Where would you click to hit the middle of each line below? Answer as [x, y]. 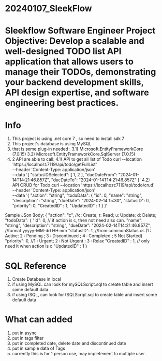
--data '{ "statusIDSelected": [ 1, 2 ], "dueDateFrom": [65, 175]
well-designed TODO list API [63, 51]
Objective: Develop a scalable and [75, 41]
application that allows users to [69, 62]
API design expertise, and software [77, 93]
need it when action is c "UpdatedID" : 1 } [46, 246]
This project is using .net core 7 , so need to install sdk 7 [68, 138]
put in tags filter [28, 338]
